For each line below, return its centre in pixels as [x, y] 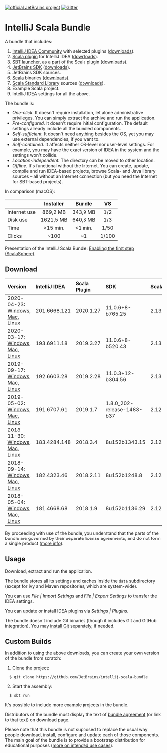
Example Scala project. [36, 88]
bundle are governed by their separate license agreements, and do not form [83, 538]
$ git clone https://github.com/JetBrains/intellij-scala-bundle [79, 677]
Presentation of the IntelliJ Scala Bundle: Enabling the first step [70, 248]
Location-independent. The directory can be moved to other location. [83, 160]
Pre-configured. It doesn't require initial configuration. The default [80, 123]
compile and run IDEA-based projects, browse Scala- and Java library [84, 171]
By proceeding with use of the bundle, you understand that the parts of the [82, 533]
